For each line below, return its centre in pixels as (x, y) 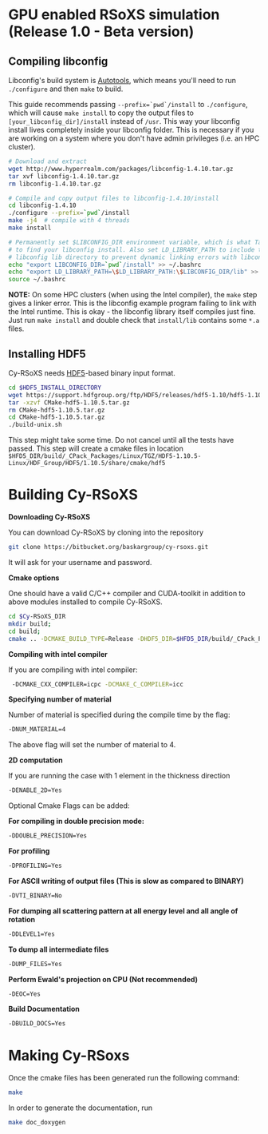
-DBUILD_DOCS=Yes (37, 1024)
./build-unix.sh (35, 425)
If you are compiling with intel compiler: (73, 670)
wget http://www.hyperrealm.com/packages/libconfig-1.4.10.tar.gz (121, 169)
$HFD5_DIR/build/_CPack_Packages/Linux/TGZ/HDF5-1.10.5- (105, 456)
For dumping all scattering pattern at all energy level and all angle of (123, 911)
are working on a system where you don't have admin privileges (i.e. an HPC (134, 138)
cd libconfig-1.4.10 (43, 205)
